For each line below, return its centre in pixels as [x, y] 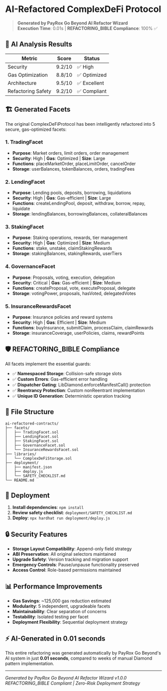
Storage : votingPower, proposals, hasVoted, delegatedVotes [74, 293]
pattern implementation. [30, 663]
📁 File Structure [30, 412]
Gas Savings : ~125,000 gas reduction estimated [62, 601]
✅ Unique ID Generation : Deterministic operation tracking [72, 396]
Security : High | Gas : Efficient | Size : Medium [59, 322]
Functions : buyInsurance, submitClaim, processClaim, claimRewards [83, 328]
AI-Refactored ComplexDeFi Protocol [83, 9]
